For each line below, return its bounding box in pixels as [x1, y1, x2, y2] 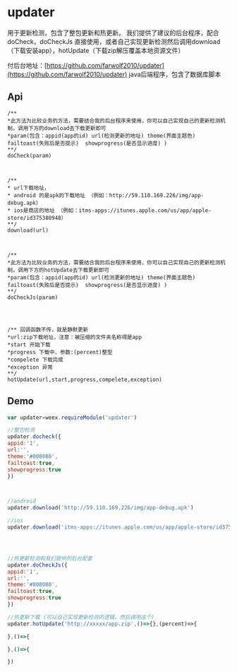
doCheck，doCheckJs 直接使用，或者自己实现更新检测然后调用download [7, 37, 221, 46]
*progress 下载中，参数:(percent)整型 [7, 348, 113, 355]
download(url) [7, 227, 49, 234]
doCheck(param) [7, 152, 52, 159]
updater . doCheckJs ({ [7, 561, 68, 569]
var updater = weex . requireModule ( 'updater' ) [7, 414, 138, 421]
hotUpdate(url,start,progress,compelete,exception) [7, 376, 162, 383]
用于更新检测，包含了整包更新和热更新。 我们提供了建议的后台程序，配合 [7, 28, 219, 37]
